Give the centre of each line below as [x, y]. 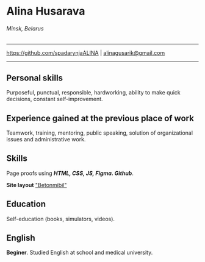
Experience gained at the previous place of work [100, 118]
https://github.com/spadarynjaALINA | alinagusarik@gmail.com [86, 53]
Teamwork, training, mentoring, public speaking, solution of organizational [100, 133]
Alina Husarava [46, 11]
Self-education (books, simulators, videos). [60, 219]
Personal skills [34, 78]
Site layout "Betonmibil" [37, 185]
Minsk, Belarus [25, 28]
